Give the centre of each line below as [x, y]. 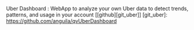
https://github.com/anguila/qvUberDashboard [61, 21]
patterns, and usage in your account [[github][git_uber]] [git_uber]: [87, 15]
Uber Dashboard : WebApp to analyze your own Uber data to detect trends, [97, 9]
